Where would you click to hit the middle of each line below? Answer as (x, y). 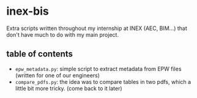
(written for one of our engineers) (57, 75)
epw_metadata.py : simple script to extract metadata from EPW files (98, 69)
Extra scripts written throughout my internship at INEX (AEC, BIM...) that (97, 28)
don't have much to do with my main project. (63, 34)
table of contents (40, 54)
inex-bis (28, 11)
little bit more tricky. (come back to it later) (69, 88)
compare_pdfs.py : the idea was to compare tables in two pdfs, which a (103, 81)
